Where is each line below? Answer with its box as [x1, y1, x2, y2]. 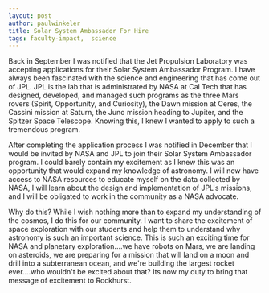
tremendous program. [8, 125, 81, 134]
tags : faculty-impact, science [8, 34, 116, 43]
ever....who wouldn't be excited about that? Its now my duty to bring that [8, 267, 248, 277]
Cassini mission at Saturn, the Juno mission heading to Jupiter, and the [8, 108, 243, 118]
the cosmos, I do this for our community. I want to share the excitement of [8, 216, 253, 225]
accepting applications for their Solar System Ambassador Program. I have [8, 65, 255, 75]
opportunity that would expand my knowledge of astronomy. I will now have [8, 166, 259, 175]
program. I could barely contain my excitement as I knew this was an [8, 158, 235, 167]
